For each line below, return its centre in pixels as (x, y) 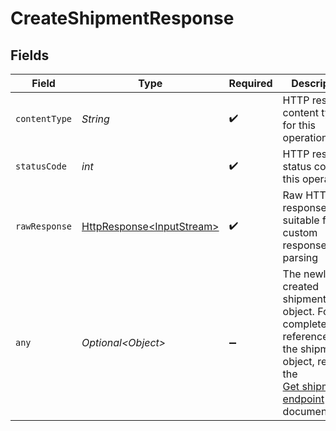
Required (250, 83)
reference (305, 336)
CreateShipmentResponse (122, 18)
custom (300, 232)
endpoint (303, 399)
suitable (301, 220)
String (95, 119)
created (301, 286)
